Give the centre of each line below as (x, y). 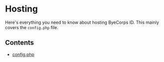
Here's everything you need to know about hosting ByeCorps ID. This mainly (82, 22)
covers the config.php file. (32, 27)
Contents (20, 43)
